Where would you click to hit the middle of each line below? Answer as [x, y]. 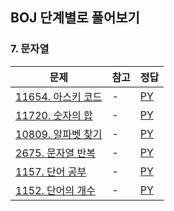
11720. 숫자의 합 [54, 115]
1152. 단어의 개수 [55, 190]
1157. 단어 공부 [51, 171]
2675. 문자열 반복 [55, 153]
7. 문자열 [30, 49]
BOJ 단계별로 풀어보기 [75, 18]
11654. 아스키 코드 [59, 96]
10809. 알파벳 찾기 [59, 134]
